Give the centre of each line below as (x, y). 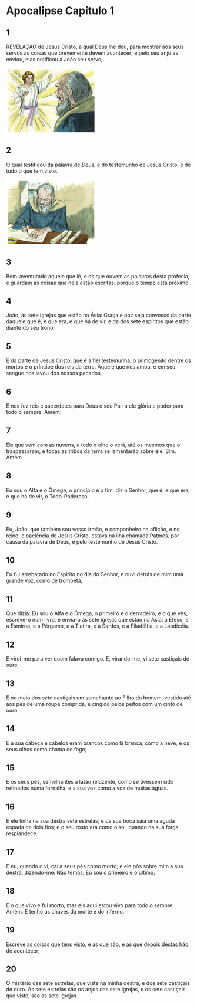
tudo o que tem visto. (32, 171)
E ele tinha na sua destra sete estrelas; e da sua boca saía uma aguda (91, 821)
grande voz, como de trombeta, (44, 581)
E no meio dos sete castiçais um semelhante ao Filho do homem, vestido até (98, 698)
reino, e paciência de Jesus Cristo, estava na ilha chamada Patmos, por (93, 536)
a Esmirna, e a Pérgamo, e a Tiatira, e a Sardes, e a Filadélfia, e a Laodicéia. (98, 626)
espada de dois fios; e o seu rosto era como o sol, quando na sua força (92, 827)
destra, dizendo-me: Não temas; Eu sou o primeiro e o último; (81, 872)
